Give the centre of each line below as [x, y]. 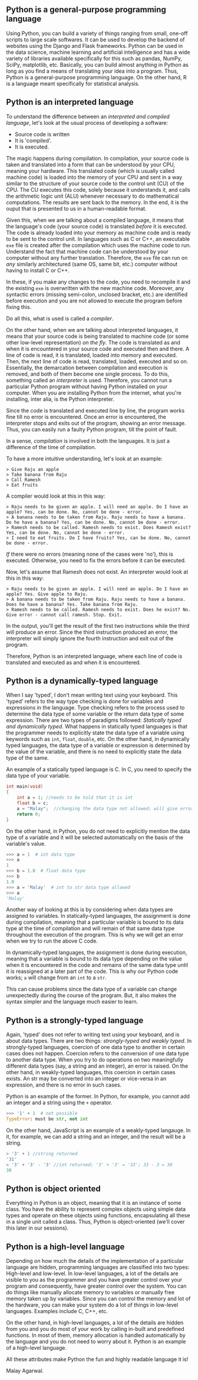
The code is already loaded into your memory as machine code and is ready [98, 233]
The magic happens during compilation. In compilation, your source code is [98, 158]
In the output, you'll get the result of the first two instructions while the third [98, 625]
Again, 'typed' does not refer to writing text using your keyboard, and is [93, 1034]
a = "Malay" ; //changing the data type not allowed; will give [97, 808]
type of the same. [27, 758]
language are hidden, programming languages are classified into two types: [98, 1267]
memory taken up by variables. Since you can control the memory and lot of [98, 1299]
